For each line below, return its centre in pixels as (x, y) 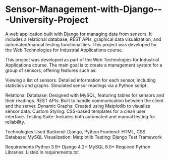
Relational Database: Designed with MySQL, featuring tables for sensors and (85, 95)
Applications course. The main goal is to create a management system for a (84, 65)
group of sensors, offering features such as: (51, 70)
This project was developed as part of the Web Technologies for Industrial (82, 59)
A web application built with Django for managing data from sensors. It (79, 34)
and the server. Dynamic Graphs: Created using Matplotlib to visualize (78, 106)
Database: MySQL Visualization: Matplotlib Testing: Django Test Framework (84, 137)
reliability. (15, 122)
